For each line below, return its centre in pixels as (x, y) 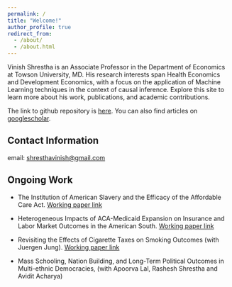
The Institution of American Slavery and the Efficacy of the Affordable (119, 197)
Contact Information (53, 141)
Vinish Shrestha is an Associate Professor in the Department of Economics (116, 67)
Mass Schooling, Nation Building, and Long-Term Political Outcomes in (121, 261)
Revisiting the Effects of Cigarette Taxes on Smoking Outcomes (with (118, 240)
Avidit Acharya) (40, 276)
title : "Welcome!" (34, 21)
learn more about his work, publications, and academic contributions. (109, 97)
